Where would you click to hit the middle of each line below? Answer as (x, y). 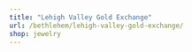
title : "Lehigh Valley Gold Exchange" (81, 17)
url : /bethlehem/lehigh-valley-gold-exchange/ (96, 26)
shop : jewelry (35, 33)
